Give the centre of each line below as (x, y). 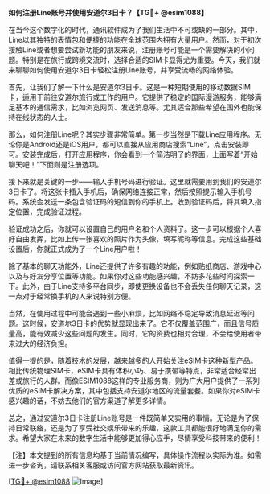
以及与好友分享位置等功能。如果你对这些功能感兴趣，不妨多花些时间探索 (128, 276)
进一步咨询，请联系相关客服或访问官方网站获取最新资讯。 (103, 465)
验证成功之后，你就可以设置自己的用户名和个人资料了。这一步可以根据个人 (131, 229)
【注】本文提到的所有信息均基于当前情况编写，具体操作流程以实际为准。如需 (135, 455)
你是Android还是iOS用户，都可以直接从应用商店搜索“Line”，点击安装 (129, 144)
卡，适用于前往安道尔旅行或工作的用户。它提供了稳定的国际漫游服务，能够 (131, 97)
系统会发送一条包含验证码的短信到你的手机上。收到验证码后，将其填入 (138, 202)
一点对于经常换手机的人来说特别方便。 (72, 296)
